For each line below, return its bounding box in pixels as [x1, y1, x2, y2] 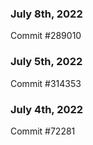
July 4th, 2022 [10, 102, 84, 116]
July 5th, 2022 [10, 55, 83, 69]
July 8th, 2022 [10, 7, 83, 21]
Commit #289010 [10, 30, 82, 42]
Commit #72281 [10, 125, 76, 137]
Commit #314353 [10, 77, 82, 89]
